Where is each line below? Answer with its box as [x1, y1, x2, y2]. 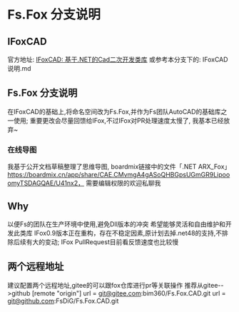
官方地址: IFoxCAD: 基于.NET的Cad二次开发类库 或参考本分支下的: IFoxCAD [7, 55, 228, 64]
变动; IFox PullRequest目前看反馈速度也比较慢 [44, 237, 179, 246]
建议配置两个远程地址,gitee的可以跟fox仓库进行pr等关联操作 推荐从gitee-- [7, 281, 224, 289]
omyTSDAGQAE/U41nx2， [7, 179, 84, 188]
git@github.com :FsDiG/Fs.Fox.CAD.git [7, 296, 119, 305]
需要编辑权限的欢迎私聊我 [85, 179, 161, 188]
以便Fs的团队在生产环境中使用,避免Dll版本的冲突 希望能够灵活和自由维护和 [7, 219, 226, 228]
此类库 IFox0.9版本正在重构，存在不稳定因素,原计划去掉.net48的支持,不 [13, 228, 223, 237]
